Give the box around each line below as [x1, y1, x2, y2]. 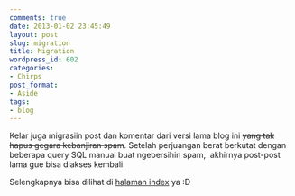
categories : [9, 64, 54, 73]
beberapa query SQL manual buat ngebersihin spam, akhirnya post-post [9, 150, 281, 161]
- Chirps [9, 72, 42, 81]
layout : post [9, 30, 59, 39]
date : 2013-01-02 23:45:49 [9, 22, 111, 31]
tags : [9, 97, 30, 107]
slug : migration [9, 38, 70, 48]
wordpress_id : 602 [9, 55, 78, 64]
